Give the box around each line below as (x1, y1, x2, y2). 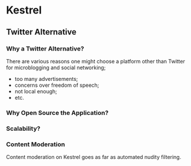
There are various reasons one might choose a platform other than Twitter (6, 57, 185, 65)
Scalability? (6, 124, 41, 133)
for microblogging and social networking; (6, 64, 106, 71)
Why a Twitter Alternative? (6, 45, 84, 53)
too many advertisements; (14, 75, 78, 82)
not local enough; (14, 87, 58, 94)
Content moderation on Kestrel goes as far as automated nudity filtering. (6, 154, 182, 161)
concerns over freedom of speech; (14, 82, 99, 89)
